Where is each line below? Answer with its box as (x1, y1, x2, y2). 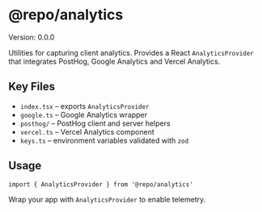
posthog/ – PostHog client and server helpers (19, 118, 171, 128)
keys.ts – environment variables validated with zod (19, 135, 189, 145)
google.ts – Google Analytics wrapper (19, 110, 148, 119)
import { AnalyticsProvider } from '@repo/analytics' (8, 180, 194, 189)
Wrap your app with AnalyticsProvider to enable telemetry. (8, 194, 206, 204)
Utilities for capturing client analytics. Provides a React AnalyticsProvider (8, 48, 255, 57)
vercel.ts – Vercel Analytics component (19, 127, 155, 136)
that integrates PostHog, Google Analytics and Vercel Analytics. (8, 56, 221, 66)
